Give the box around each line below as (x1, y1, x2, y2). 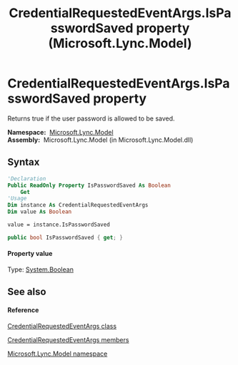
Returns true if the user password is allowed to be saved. (7, 114, 175, 123)
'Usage (7, 195, 27, 202)
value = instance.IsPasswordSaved (7, 221, 111, 228)
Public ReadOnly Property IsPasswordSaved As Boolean (7, 182, 172, 189)
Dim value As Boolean (7, 208, 72, 215)
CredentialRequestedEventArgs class (7, 322, 116, 330)
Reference (7, 305, 39, 314)
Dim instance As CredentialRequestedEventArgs (7, 202, 149, 209)
